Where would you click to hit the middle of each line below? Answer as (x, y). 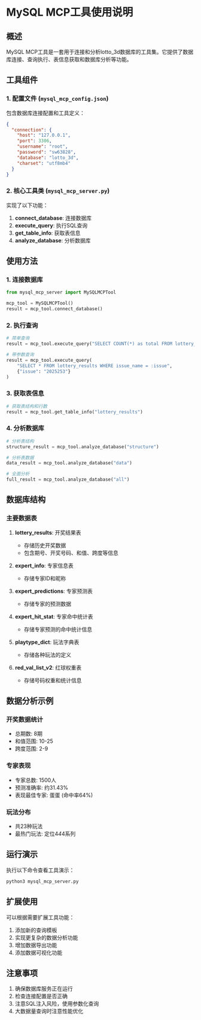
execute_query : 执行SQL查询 (51, 225)
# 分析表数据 (20, 457)
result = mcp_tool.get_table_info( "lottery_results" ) (75, 412)
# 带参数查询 (20, 355)
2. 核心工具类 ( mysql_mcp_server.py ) (58, 191)
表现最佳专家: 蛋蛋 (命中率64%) (54, 795)
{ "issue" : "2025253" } (44, 371)
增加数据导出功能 (36, 945)
